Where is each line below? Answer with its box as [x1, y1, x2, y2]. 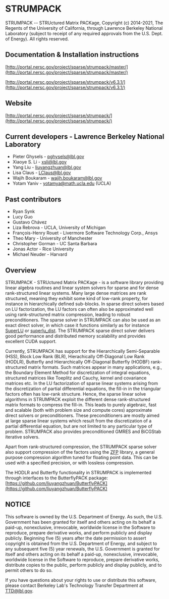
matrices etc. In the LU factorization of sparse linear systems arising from [5, 380, 158, 386]
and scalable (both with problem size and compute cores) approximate [5, 407, 152, 413]
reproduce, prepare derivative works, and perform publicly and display [5, 529, 152, 535]
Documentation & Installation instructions [5, 50, 139, 59]
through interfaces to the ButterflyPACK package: [5, 475, 108, 481]
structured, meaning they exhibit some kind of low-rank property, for [5, 296, 148, 301]
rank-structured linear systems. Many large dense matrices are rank [5, 290, 147, 296]
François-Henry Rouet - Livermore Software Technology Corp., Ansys [12, 230, 158, 236]
